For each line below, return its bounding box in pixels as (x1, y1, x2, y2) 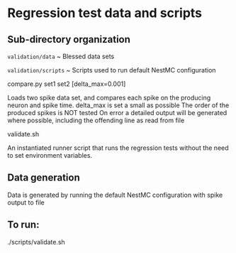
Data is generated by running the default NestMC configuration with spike (7, 190, 223, 199)
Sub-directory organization (7, 33, 131, 45)
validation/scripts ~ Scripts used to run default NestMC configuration (7, 66, 216, 74)
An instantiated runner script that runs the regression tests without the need (7, 144, 229, 152)
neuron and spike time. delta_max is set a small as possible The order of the (7, 101, 230, 109)
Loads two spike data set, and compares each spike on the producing (7, 94, 211, 102)
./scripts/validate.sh (7, 237, 65, 246)
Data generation (7, 172, 80, 184)
